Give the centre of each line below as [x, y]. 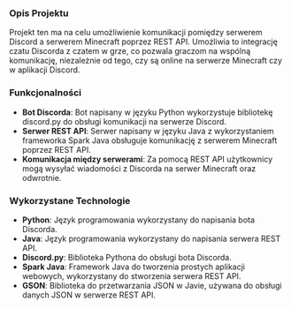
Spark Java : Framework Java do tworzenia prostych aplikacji [134, 267]
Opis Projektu [39, 13]
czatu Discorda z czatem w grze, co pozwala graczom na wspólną [130, 51]
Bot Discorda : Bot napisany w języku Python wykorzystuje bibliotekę [147, 112]
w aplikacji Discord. [45, 70]
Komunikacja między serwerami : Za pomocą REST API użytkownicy [147, 159]
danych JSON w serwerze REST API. [89, 295]
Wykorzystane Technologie [70, 200]
